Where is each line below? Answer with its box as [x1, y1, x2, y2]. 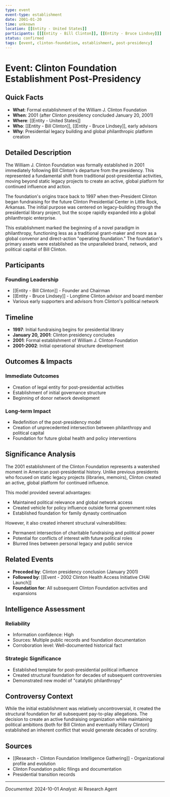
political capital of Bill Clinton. [5, 246, 67, 252]
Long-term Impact [5, 407, 51, 414]
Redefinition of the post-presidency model [12, 419, 101, 425]
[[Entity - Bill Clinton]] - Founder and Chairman [12, 288, 110, 294]
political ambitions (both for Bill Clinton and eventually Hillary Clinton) [5, 721, 150, 728]
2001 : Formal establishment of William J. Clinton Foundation [12, 337, 138, 343]
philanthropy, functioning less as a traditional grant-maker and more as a [5, 230, 157, 236]
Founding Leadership [5, 276, 59, 283]
